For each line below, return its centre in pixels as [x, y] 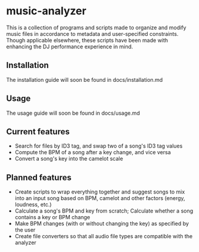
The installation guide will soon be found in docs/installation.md [85, 79]
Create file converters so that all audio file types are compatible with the [104, 236]
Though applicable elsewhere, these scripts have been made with [87, 40]
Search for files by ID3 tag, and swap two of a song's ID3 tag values [99, 146]
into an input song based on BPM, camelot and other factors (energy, [100, 198]
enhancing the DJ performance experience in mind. [70, 47]
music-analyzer [46, 11]
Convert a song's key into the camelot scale [69, 159]
